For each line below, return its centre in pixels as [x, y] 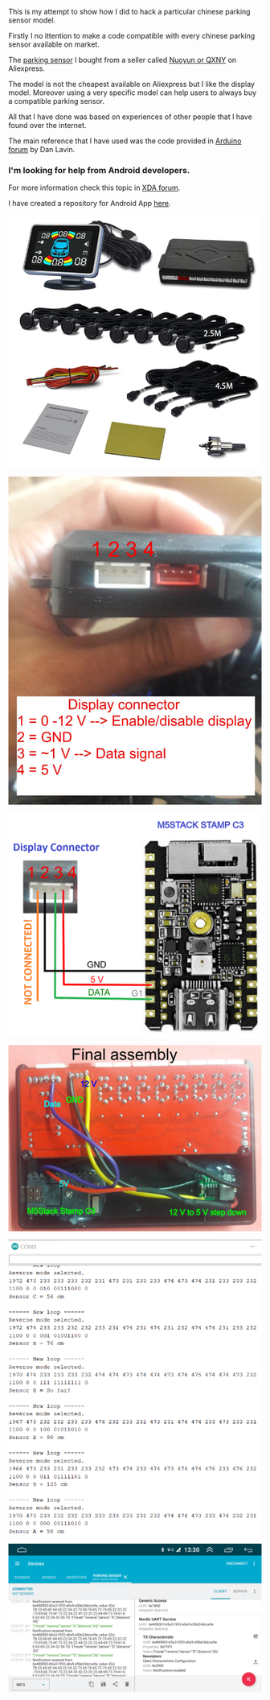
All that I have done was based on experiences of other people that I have [131, 117]
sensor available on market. [54, 44]
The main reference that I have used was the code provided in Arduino [125, 141]
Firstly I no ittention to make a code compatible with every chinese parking [132, 36]
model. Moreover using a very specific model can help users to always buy [133, 93]
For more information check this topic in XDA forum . [94, 188]
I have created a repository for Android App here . [90, 204]
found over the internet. [47, 125]
